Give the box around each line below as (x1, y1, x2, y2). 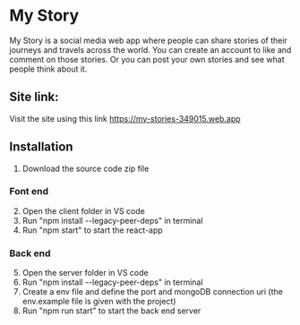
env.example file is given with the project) (21, 296, 176, 307)
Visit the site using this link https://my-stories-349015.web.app (9, 113, 241, 124)
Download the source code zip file (21, 163, 150, 174)
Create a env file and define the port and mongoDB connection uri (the (21, 287, 284, 297)
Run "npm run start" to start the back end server (21, 305, 201, 316)
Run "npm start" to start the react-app (21, 225, 163, 235)
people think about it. (9, 64, 88, 74)
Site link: (9, 90, 60, 105)
